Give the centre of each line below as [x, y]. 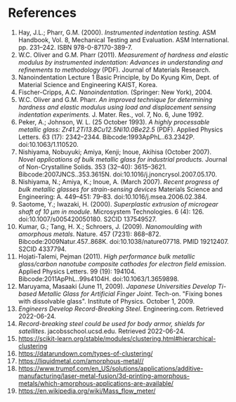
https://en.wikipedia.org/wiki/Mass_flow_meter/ [87, 391]
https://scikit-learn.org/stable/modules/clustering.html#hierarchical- [117, 338]
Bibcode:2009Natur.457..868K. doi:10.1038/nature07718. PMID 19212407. [123, 241]
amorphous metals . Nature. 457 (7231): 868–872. [90, 234]
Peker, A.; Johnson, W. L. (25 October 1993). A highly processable [114, 122]
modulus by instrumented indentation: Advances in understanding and [120, 62]
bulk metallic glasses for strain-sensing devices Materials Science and [120, 189]
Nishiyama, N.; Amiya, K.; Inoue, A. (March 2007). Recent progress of [118, 181]
